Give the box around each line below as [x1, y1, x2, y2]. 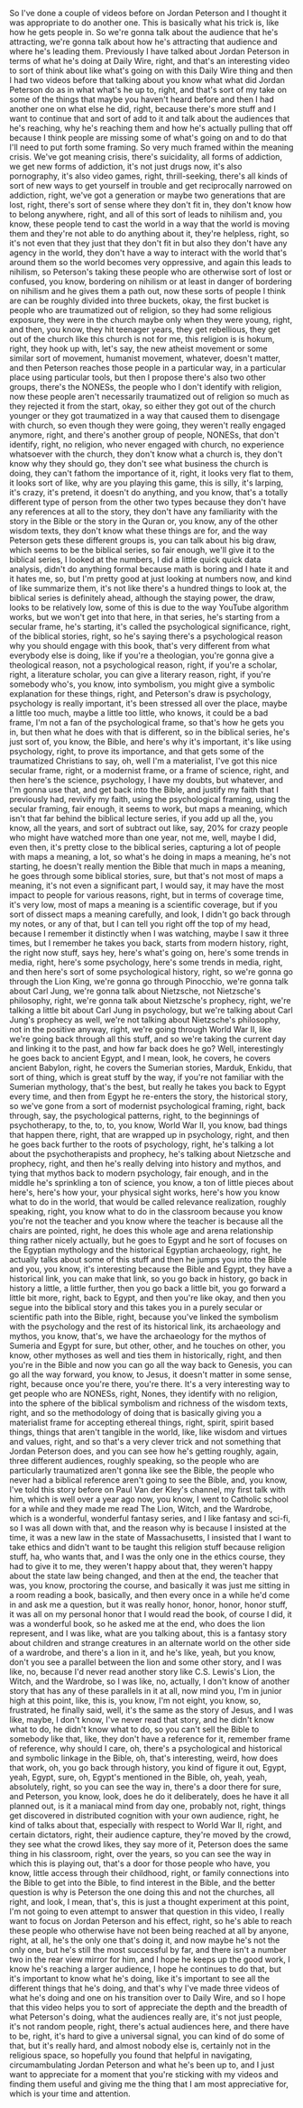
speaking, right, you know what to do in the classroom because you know [9, 1207, 283, 1216]
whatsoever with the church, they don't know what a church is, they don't [9, 448, 283, 459]
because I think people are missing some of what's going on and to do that [9, 133, 287, 143]
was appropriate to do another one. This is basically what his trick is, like [9, 17, 280, 28]
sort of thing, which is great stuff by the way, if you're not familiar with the [9, 1072, 284, 1082]
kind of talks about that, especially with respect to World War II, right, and [9, 1820, 282, 1830]
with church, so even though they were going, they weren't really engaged [9, 420, 286, 430]
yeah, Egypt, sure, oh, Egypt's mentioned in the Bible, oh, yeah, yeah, [9, 1772, 268, 1782]
